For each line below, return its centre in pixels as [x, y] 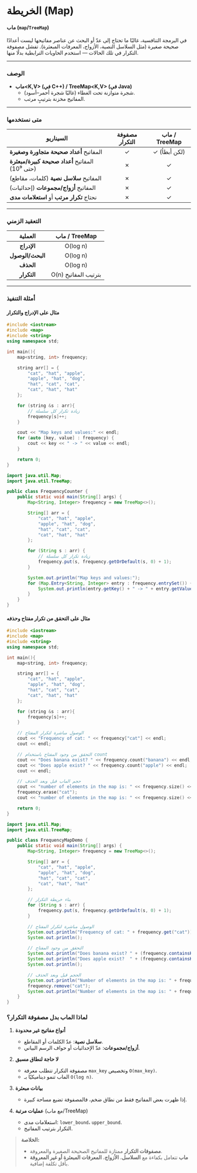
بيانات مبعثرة [29, 1088]
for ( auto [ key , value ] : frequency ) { [66, 438]
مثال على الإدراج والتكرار [33, 312]
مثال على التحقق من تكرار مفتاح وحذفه [49, 618]
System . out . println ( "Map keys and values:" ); [84, 578]
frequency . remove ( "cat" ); [59, 986]
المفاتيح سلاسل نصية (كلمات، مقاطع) [56, 178]
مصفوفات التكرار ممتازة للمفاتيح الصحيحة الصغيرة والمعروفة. [96, 1151]
